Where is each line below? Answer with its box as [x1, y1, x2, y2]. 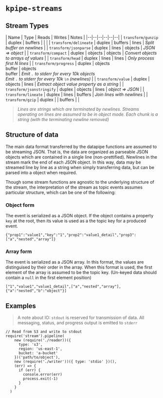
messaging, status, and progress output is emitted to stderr [17, 320, 138, 326]
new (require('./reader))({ [14, 338, 71, 343]
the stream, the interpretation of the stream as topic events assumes [5, 184, 143, 190]
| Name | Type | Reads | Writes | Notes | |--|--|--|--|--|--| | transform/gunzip [5, 35, 159, 40]
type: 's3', [18, 342, 43, 347]
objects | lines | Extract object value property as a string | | [5, 81, 124, 87]
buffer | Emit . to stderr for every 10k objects [5, 71, 95, 77]
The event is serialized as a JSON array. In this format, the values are [5, 259, 144, 265]
